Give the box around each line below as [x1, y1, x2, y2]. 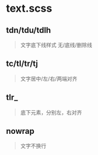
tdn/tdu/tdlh [6, 25, 51, 35]
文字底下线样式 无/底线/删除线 [20, 42, 92, 48]
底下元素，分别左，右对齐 [20, 109, 82, 116]
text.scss [6, 2, 52, 15]
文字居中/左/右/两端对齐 [20, 75, 78, 82]
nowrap [6, 126, 35, 136]
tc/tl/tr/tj [6, 59, 38, 69]
